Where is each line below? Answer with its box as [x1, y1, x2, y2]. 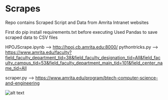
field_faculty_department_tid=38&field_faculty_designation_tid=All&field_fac [5, 54, 161, 60]
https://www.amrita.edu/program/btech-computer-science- [35, 75, 158, 81]
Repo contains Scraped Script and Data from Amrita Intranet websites [5, 19, 149, 25]
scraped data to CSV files [5, 34, 58, 40]
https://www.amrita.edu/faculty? [5, 49, 72, 55]
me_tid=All [5, 65, 27, 71]
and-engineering [5, 80, 40, 86]
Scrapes [5, 3, 41, 14]
